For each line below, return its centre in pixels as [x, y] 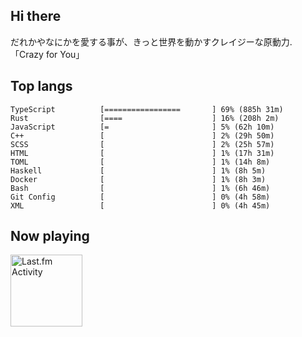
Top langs [41, 86]
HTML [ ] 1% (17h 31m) [142, 153]
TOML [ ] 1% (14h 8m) [140, 162]
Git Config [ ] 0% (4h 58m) [140, 197]
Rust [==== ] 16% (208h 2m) [145, 118]
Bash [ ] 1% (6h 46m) [140, 188]
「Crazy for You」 [47, 54]
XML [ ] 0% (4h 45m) [140, 205]
